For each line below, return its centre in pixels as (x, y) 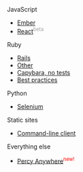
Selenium (30, 106)
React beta (30, 31)
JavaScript (22, 9)
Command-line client (46, 133)
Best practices (37, 80)
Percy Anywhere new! (46, 160)
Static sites (23, 120)
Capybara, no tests (44, 72)
